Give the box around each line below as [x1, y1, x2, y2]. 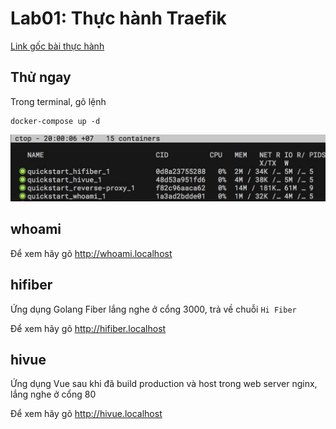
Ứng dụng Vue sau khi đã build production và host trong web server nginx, [10, 378, 318, 390]
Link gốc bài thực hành [10, 40, 105, 52]
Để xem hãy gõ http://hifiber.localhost [10, 322, 167, 334]
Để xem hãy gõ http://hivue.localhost [10, 408, 163, 420]
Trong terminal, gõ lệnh [10, 95, 107, 107]
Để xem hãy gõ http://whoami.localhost [10, 247, 173, 259]
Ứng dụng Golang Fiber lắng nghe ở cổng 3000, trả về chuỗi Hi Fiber [10, 303, 297, 315]
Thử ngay [10, 69, 72, 86]
